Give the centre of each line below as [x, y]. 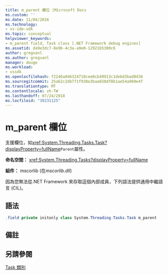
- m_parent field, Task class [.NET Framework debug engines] [73, 44]
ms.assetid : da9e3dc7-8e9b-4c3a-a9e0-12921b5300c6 [60, 48]
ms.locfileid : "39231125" [33, 100]
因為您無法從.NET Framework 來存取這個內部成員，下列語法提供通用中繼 [82, 182]
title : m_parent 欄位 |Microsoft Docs [46, 10]
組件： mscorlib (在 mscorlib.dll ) [39, 171]
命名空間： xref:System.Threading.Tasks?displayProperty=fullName [77, 160]
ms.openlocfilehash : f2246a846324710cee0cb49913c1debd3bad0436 [74, 77]
